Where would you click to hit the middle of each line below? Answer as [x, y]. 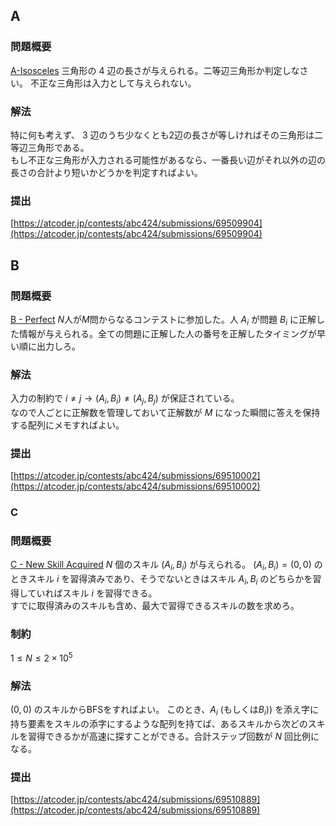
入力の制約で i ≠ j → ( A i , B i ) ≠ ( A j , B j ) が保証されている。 [125, 399]
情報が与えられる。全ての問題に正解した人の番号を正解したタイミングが [167, 333]
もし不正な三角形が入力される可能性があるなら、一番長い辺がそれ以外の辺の [168, 160]
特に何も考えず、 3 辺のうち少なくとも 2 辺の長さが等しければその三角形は [162, 135]
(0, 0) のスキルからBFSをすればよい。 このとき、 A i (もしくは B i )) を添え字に [164, 711]
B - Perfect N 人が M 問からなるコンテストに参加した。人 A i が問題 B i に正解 [163, 320]
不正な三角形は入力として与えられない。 [113, 83]
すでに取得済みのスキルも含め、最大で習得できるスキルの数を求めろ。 [155, 605]
